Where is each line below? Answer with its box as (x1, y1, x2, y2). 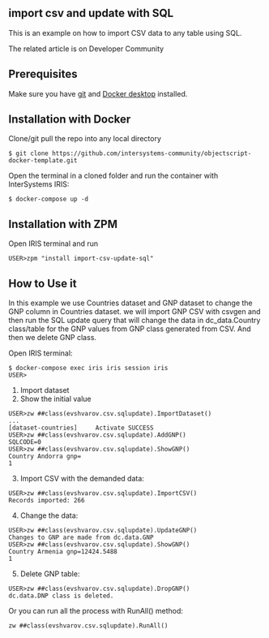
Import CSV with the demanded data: (19, 474, 144, 484)
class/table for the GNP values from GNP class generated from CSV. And (8, 324, 251, 334)
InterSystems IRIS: (8, 179, 70, 189)
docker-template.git (8, 157, 79, 165)
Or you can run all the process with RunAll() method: (8, 606, 184, 616)
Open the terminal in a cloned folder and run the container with (8, 170, 219, 181)
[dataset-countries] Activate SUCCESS (8, 424, 154, 433)
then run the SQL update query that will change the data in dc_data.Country (8, 316, 261, 325)
